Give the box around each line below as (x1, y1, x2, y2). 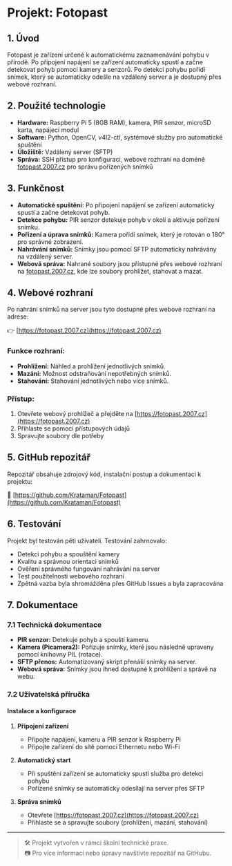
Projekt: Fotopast (7, 5, 108, 21)
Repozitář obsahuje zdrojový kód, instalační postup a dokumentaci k (7, 470, 202, 478)
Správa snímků (17, 798, 61, 806)
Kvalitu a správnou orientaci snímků (17, 557, 119, 565)
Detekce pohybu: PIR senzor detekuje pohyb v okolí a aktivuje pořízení (17, 216, 220, 224)
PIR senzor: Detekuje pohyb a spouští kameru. (17, 636, 150, 644)
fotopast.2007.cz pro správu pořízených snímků (17, 162, 153, 171)
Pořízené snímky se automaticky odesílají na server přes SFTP (27, 784, 205, 793)
